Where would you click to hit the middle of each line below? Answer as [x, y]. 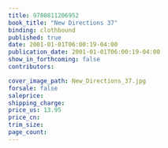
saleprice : [26, 95]
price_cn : [24, 118]
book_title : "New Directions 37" [63, 23]
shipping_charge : [37, 103]
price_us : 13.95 [35, 110]
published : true [35, 37]
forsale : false [33, 88]
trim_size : [26, 125]
